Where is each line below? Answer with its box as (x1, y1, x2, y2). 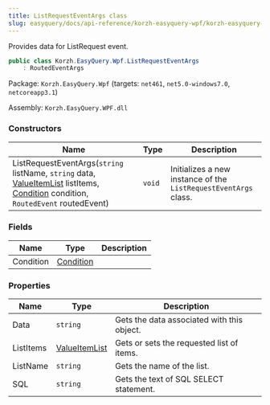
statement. (115, 383, 155, 395)
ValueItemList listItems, (12, 178, 100, 189)
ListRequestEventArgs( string (12, 157, 124, 169)
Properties (8, 280, 51, 291)
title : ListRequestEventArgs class (8, 11, 128, 20)
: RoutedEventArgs (22, 64, 84, 72)
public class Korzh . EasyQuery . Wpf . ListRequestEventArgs (8, 57, 199, 65)
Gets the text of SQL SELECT (115, 374, 224, 385)
